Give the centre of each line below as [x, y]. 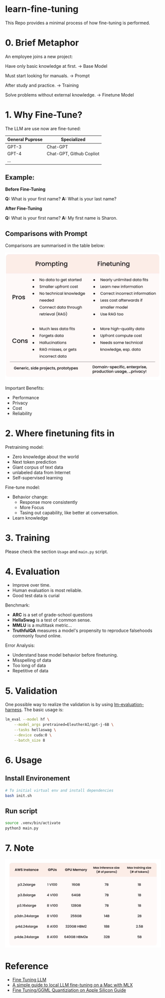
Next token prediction [34, 462]
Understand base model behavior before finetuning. [65, 655]
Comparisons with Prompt [46, 234]
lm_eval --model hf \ [27, 719]
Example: [20, 177]
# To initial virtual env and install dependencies [59, 790]
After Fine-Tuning [24, 208]
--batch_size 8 [30, 740]
